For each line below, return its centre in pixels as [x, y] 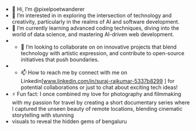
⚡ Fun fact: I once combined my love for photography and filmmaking [97, 94]
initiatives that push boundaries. [60, 60]
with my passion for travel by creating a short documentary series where [101, 103]
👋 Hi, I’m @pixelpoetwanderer [48, 9]
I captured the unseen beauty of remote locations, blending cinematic [97, 109]
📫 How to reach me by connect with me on [74, 72]
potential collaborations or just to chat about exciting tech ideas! [99, 87]
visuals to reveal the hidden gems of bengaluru [69, 121]
